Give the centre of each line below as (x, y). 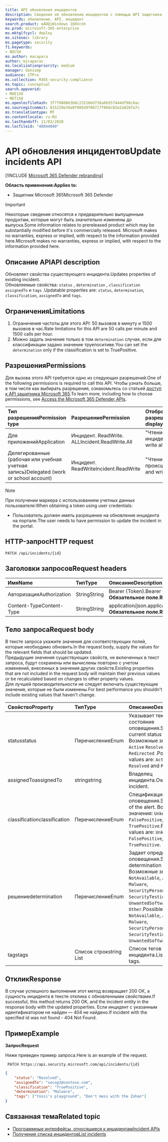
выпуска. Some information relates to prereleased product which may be (80, 225)
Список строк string (98, 952)
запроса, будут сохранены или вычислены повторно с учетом (72, 663)
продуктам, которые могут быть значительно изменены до (68, 220)
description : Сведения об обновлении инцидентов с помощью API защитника (84, 15)
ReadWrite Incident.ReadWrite (106, 469)
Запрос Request (22, 1045)
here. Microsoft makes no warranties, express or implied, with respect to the (83, 241)
